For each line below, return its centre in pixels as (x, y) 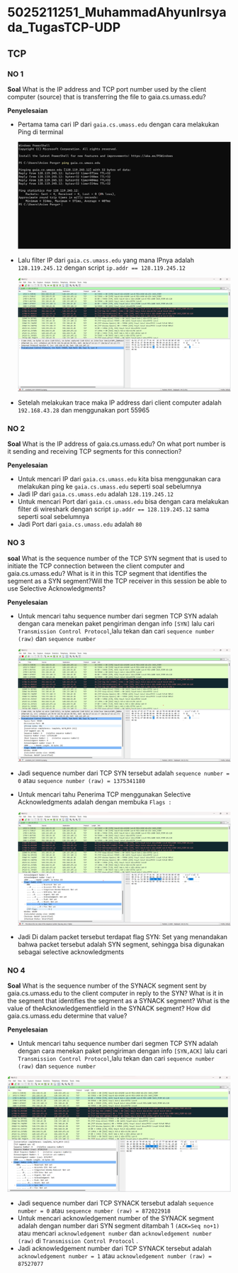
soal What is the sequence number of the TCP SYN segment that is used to (117, 558)
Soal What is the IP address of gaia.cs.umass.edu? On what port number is (117, 444)
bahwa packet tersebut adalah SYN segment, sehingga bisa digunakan (121, 944)
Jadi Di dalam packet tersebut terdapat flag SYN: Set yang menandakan (123, 936)
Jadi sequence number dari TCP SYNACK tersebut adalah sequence (115, 1203)
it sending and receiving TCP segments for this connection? (95, 452)
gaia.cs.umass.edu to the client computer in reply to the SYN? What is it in (115, 993)
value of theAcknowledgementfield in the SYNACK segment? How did (109, 1008)
